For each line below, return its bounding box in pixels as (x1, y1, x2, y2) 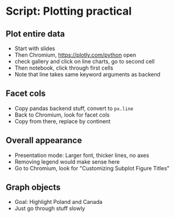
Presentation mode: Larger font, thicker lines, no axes (14, 151, 149, 159)
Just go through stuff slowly (14, 205, 85, 212)
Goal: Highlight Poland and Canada (14, 198, 103, 206)
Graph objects (5, 182, 61, 193)
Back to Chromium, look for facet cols (14, 111, 110, 118)
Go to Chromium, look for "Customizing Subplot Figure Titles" (14, 164, 170, 172)
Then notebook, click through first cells (14, 64, 113, 71)
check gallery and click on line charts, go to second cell (14, 58, 155, 65)
